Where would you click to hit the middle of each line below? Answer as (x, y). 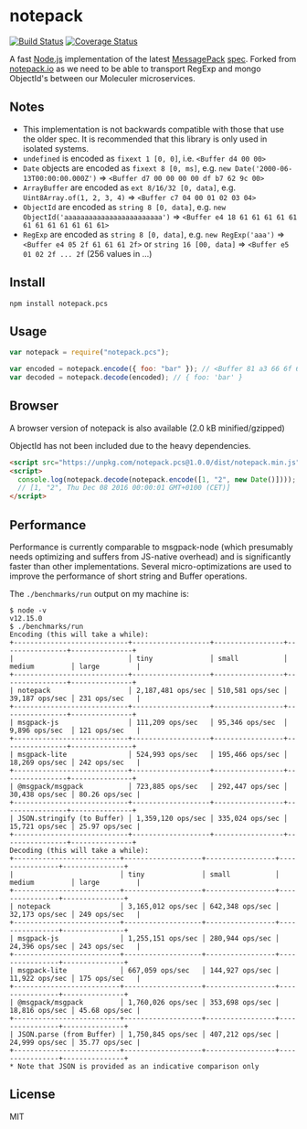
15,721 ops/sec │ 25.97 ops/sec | (75, 826)
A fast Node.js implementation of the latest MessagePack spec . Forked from (153, 59)
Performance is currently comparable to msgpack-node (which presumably (152, 547)
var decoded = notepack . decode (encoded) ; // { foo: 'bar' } (127, 378)
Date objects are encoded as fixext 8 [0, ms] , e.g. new (127, 168)
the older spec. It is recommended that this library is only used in (145, 139)
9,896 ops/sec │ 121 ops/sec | (75, 730)
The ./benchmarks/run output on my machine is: (99, 594)
